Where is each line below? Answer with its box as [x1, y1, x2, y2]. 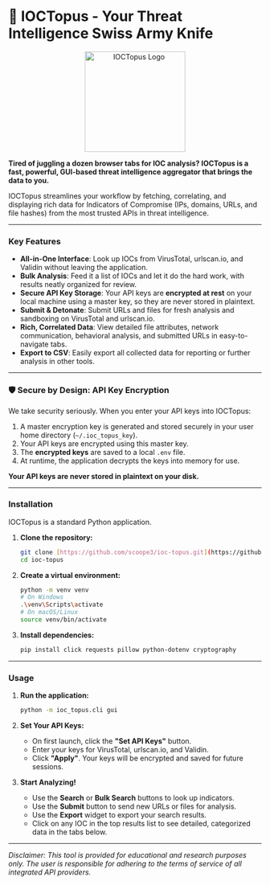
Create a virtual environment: [19, 570, 121, 580]
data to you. [8, 175, 50, 185]
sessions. [31, 762, 64, 771]
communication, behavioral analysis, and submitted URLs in [19, 331, 219, 341]
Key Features [8, 236, 62, 247]
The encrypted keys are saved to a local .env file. [19, 447, 186, 457]
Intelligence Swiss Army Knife [8, 24, 214, 43]
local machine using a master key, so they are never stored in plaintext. [19, 297, 256, 306]
